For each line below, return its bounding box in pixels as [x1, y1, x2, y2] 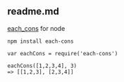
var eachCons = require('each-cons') [7, 50, 118, 57]
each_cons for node [7, 24, 66, 32]
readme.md [7, 6, 60, 18]
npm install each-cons [7, 38, 74, 45]
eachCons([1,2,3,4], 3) [7, 62, 77, 69]
